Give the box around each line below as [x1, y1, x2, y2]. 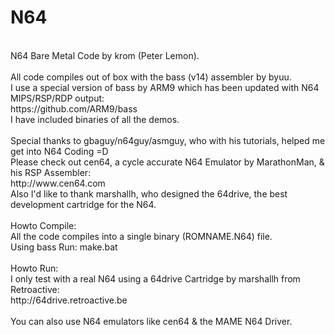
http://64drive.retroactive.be [10, 294, 128, 306]
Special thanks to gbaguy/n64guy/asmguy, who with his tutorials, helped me [10, 134, 326, 146]
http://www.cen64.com [10, 177, 106, 189]
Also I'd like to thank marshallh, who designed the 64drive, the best [10, 187, 288, 200]
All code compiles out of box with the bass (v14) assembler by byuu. [10, 71, 292, 83]
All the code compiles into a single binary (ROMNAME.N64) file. [10, 230, 273, 242]
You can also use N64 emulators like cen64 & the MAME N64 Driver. [10, 315, 293, 327]
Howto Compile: [10, 219, 77, 231]
